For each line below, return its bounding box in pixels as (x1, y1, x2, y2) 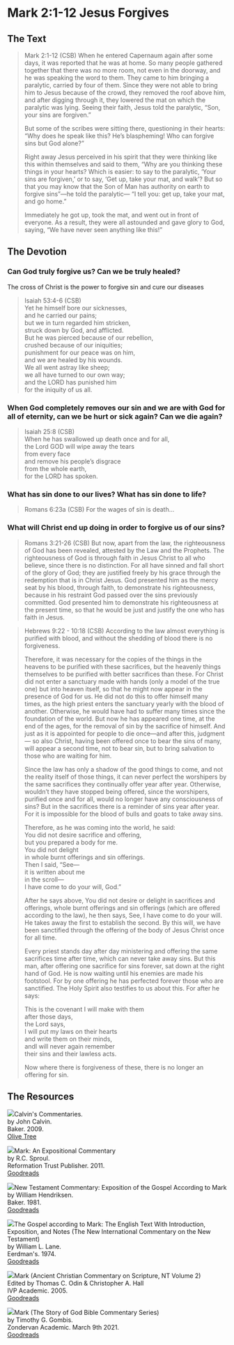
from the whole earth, (24, 464, 87, 473)
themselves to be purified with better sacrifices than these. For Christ (24, 670, 224, 678)
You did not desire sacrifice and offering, (24, 830, 142, 839)
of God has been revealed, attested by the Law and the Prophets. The (24, 546, 225, 554)
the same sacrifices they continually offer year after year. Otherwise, (24, 779, 221, 788)
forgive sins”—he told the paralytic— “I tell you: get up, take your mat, (24, 190, 225, 198)
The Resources (7, 1091, 75, 1102)
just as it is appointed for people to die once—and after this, (24, 729, 196, 738)
